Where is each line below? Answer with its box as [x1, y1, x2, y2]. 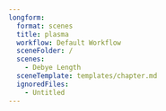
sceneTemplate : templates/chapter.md [16, 72, 158, 81]
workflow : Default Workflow [16, 38, 122, 47]
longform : [8, 13, 46, 22]
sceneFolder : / [16, 47, 74, 55]
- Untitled [24, 88, 66, 97]
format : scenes [16, 21, 74, 30]
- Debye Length [24, 64, 82, 73]
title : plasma [16, 30, 69, 38]
